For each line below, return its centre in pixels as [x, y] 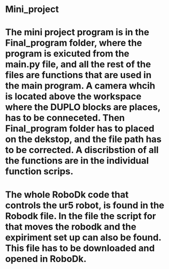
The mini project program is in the [77, 32]
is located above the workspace [73, 96]
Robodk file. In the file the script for [81, 216]
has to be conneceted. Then [65, 118]
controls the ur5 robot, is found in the [85, 205]
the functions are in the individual [77, 161]
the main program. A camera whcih [80, 86]
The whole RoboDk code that [67, 194]
